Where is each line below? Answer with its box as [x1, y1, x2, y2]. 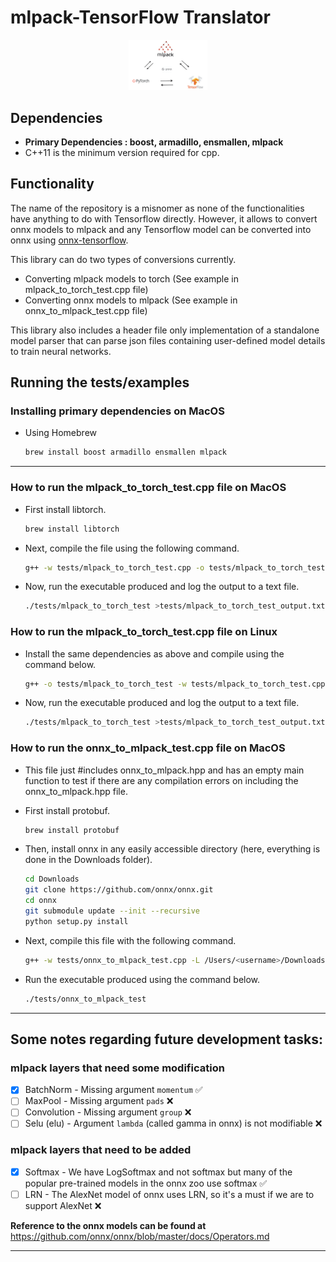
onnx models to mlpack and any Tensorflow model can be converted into [10, 223, 312, 235]
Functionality [10, 176, 95, 193]
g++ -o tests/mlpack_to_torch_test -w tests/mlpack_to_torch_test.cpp [24, 679, 326, 689]
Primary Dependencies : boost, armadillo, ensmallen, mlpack [24, 136, 284, 148]
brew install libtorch [24, 524, 120, 534]
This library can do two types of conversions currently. [10, 253, 237, 265]
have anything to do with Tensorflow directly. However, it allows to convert [10, 212, 318, 225]
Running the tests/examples [10, 374, 190, 391]
